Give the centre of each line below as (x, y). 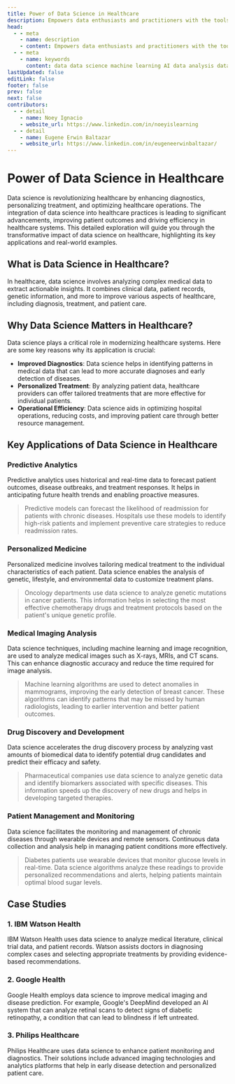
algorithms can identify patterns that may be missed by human (114, 699)
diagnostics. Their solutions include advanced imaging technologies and (112, 1058)
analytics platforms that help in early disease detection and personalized (112, 1065)
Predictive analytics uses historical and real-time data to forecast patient (112, 480)
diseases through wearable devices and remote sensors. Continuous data (114, 839)
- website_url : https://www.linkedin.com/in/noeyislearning (109, 124)
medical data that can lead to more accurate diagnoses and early (111, 371)
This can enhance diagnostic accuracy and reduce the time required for (111, 663)
